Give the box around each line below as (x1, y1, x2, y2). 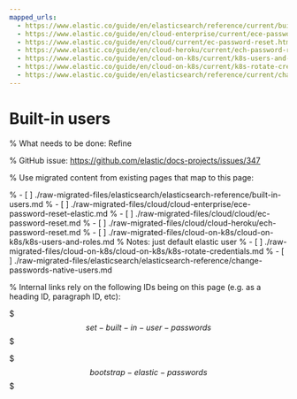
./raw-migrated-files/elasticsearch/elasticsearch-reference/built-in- (34, 189, 282, 200)
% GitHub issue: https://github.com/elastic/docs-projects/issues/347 (9, 155, 261, 165)
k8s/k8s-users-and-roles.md (9, 236, 115, 247)
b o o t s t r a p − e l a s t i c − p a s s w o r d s (89, 366, 208, 377)
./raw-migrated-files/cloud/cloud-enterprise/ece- (70, 198, 252, 209)
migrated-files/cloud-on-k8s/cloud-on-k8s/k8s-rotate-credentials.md (9, 245, 264, 257)
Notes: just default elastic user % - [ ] (126, 236, 263, 247)
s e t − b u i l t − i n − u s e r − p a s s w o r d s (85, 322, 212, 333)
